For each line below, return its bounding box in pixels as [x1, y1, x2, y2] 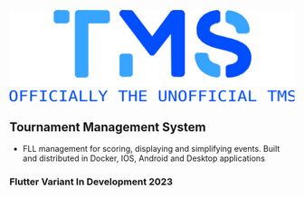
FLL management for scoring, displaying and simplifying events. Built [22, 144, 280, 155]
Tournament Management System [9, 119, 206, 135]
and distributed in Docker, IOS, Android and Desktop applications [22, 153, 265, 164]
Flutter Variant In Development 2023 [9, 175, 174, 188]
